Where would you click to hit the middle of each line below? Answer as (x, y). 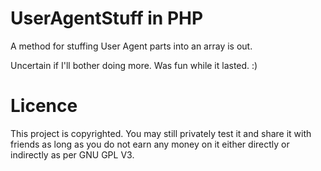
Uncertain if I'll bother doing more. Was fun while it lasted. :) (134, 65)
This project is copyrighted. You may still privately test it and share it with (161, 133)
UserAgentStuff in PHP (107, 18)
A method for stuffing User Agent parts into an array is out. (131, 46)
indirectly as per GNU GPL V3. (72, 154)
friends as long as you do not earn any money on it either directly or (150, 144)
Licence (44, 106)
